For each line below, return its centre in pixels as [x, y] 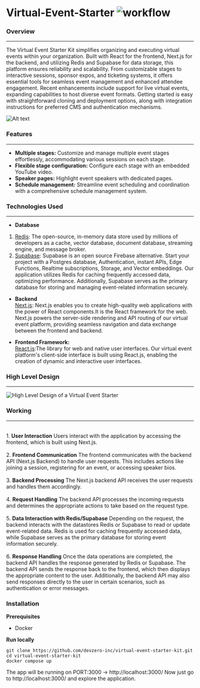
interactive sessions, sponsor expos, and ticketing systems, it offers [89, 75]
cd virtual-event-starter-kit [44, 656]
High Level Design [33, 377]
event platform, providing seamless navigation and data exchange [96, 324]
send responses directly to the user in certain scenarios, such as [85, 582]
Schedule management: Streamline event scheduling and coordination [102, 185]
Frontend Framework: [42, 342]
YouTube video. [34, 172]
